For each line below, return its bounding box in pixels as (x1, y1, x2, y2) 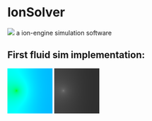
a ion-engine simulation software (16, 28, 112, 37)
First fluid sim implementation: (7, 49, 145, 61)
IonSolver (7, 4, 66, 21)
